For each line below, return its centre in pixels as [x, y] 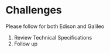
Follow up [26, 44]
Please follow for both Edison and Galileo [55, 26]
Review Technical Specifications [53, 37]
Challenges [34, 10]
